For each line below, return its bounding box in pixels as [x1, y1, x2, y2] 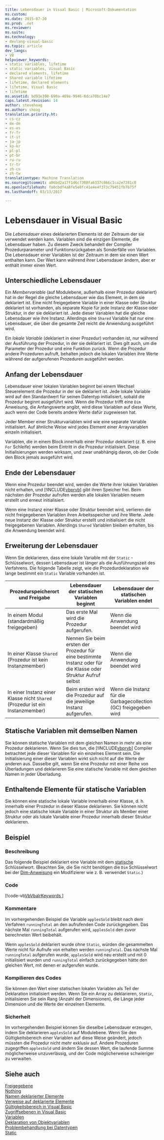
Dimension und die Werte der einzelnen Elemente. [5, 1001, 106, 1007]
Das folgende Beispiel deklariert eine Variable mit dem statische [5, 859, 133, 865]
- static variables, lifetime [5, 62, 67, 67]
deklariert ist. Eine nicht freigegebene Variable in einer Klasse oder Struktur [5, 300, 157, 306]
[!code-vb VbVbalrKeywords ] [5, 893, 64, 899]
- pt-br [5, 153, 21, 158]
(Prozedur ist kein [7, 656, 48, 663]
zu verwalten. [5, 1056, 33, 1062]
